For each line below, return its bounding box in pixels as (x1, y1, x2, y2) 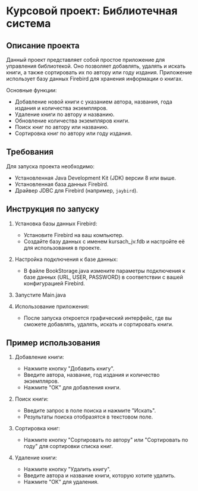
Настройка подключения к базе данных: (14, 256, 118, 263)
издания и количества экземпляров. (14, 105, 108, 111)
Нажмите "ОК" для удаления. (23, 479, 99, 486)
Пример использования (6, 338, 100, 348)
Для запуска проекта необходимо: (6, 162, 95, 170)
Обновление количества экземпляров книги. (14, 117, 130, 124)
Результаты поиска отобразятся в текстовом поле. (23, 413, 153, 420)
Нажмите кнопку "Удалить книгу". (23, 465, 111, 473)
